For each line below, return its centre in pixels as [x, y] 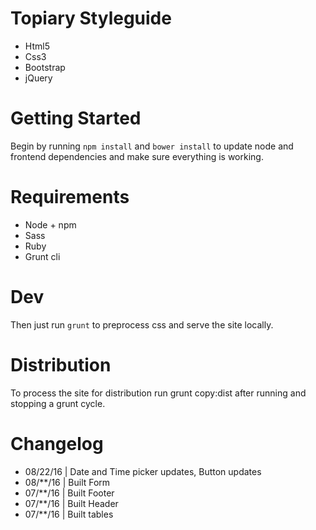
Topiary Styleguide [91, 18]
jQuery [38, 78]
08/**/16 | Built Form [67, 482]
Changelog [57, 443]
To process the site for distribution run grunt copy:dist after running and [158, 393]
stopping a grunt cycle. [58, 403]
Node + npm [50, 224]
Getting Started [76, 118]
